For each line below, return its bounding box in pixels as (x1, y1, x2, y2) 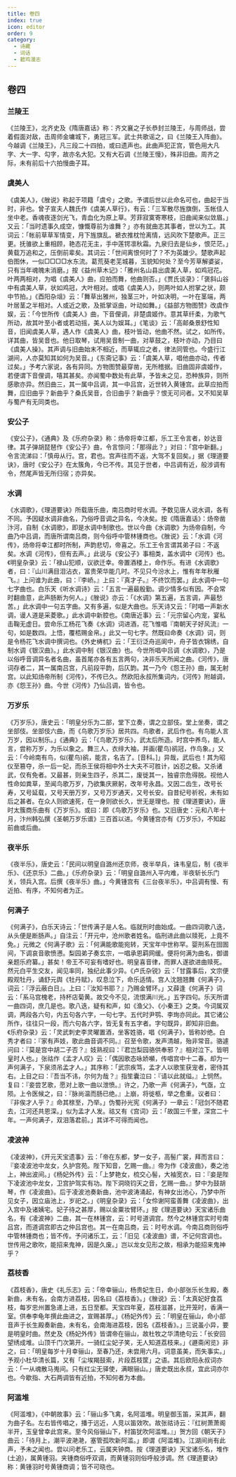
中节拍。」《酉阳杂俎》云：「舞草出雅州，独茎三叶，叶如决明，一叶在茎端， (7, 292, 220, 301)
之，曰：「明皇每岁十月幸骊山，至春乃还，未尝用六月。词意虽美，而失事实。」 (7, 1346, 229, 1355)
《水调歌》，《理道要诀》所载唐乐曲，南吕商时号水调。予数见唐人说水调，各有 (7, 506, 229, 514)
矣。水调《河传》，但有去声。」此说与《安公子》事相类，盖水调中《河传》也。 (7, 549, 229, 558)
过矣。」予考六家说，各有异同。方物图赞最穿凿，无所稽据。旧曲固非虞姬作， (7, 362, 226, 371)
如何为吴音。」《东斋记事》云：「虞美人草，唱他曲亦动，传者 (55, 353, 226, 362)
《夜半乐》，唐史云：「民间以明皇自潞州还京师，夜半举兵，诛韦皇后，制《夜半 (7, 860, 229, 868)
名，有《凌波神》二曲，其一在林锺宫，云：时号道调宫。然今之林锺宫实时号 (7, 1214, 223, 1222)
